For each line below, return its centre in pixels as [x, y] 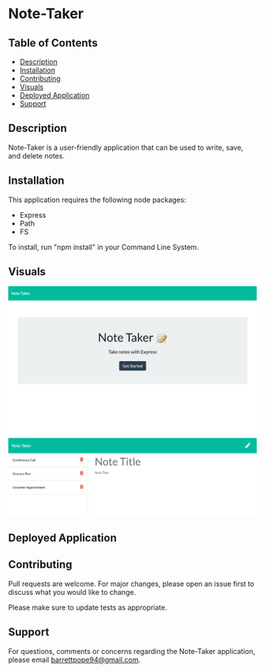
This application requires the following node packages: [97, 200]
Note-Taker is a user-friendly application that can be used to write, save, [126, 147]
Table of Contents [53, 43]
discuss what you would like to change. [72, 592]
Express [33, 215]
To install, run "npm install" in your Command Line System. [104, 247]
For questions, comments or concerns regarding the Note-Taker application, [132, 651]
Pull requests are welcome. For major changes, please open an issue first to [131, 584]
